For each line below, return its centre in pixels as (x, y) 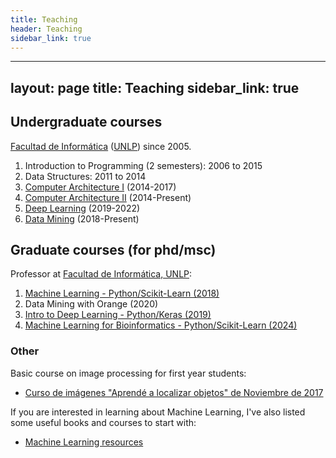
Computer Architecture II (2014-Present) (108, 197)
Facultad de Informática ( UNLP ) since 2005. (101, 146)
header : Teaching (46, 29)
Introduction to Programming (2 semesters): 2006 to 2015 (143, 165)
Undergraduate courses (86, 122)
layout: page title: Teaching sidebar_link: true (155, 87)
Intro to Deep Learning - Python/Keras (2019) (118, 315)
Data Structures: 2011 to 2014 (85, 176)
